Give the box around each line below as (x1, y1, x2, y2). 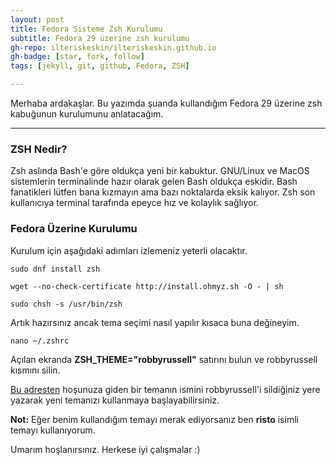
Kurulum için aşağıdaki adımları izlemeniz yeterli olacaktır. (10, 244, 248, 256)
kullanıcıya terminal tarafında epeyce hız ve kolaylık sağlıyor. (10, 197, 259, 209)
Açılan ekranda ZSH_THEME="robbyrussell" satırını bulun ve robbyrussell (10, 353, 318, 365)
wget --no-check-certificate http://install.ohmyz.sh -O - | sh (10, 281, 284, 291)
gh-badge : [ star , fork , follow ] (10, 52, 145, 62)
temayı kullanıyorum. (10, 424, 96, 436)
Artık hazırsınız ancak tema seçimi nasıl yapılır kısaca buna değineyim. (10, 316, 300, 328)
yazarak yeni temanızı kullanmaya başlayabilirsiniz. (10, 394, 220, 406)
